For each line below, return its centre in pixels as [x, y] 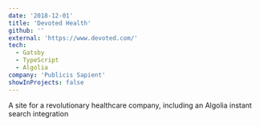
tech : [17, 45]
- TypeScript [37, 61]
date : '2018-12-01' [41, 16]
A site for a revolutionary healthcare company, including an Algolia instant [130, 105]
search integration [39, 113]
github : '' [26, 30]
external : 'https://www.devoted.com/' [73, 38]
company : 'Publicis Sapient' [57, 75]
